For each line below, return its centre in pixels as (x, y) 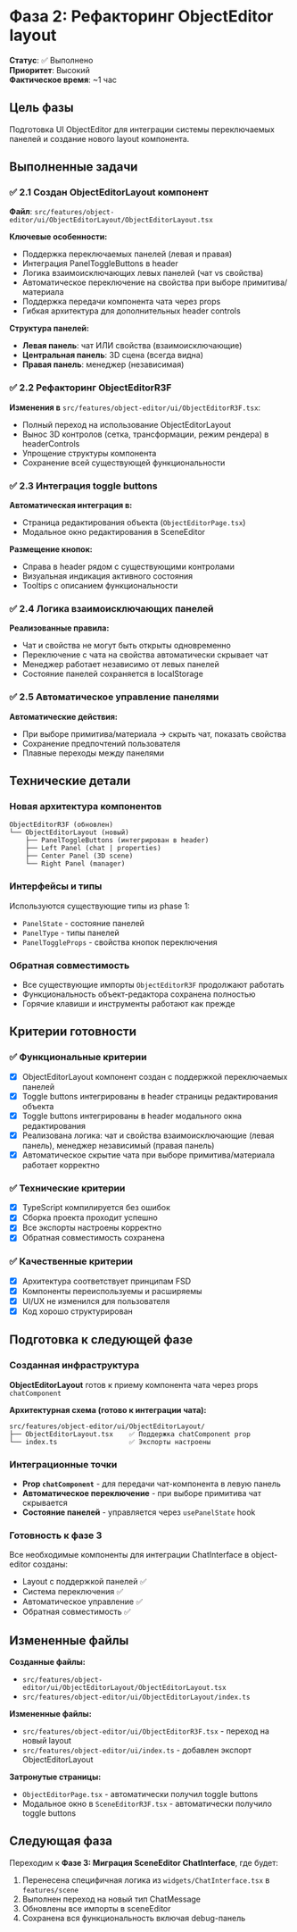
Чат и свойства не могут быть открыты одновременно (127, 646)
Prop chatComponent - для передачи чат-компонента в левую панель (151, 1484)
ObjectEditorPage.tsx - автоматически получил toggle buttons (140, 1794)
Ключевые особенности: (58, 237)
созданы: (50, 1564)
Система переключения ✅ (73, 1592)
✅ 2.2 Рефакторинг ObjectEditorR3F (91, 388)
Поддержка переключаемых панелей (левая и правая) (127, 254)
